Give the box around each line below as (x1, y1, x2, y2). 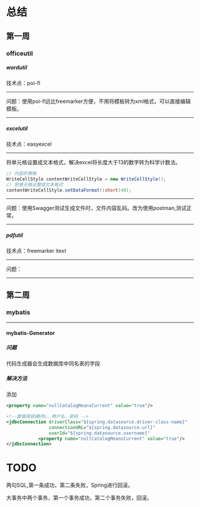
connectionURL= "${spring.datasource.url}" (48, 424, 156, 430)
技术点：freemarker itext (6, 247, 67, 254)
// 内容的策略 (6, 171, 37, 177)
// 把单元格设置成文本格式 (6, 182, 64, 188)
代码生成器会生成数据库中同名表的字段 (6, 360, 100, 367)
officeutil (6, 49, 33, 57)
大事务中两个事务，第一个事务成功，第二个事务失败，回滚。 (6, 495, 152, 502)
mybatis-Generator (6, 330, 55, 337)
